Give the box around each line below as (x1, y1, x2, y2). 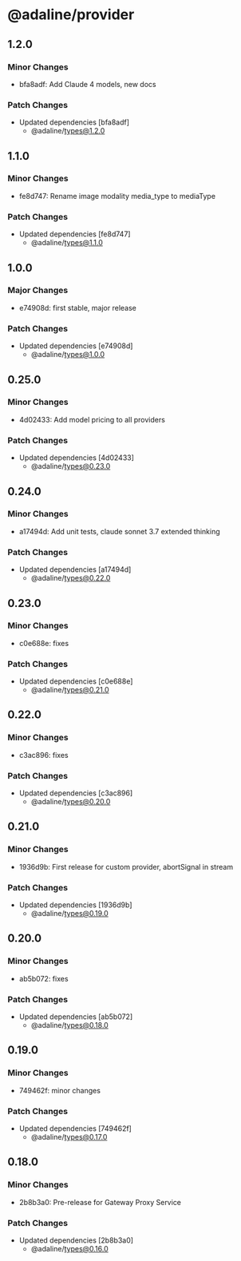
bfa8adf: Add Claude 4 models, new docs (18, 79, 156, 89)
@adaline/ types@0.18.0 (30, 1021, 109, 1030)
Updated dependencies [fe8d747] (18, 229, 131, 239)
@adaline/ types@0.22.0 (30, 573, 111, 583)
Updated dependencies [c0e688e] (18, 676, 133, 686)
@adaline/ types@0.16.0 (30, 1244, 109, 1254)
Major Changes (7, 285, 69, 296)
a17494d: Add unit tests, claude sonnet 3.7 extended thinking (18, 526, 220, 536)
